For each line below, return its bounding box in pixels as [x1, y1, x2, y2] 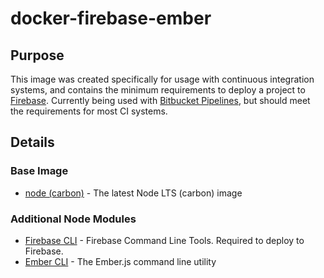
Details [10, 134, 55, 151]
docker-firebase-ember [10, 7, 212, 30]
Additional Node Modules [10, 212, 137, 226]
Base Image [10, 164, 69, 178]
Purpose [10, 47, 65, 64]
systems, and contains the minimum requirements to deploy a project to [10, 84, 306, 96]
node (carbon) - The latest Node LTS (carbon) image [24, 187, 243, 199]
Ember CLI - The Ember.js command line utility [24, 255, 217, 267]
